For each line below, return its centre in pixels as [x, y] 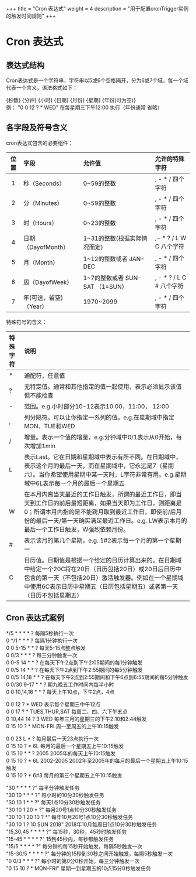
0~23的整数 [99, 223]
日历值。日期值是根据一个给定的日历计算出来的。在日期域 [103, 560]
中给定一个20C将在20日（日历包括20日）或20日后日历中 [103, 569]
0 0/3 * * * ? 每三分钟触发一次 [42, 655]
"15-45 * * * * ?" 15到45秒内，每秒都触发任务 [60, 839]
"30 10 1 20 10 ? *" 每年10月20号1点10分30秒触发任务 [69, 817]
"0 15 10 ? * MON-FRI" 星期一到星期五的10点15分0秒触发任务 [78, 868]
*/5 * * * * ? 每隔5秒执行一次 [40, 633]
